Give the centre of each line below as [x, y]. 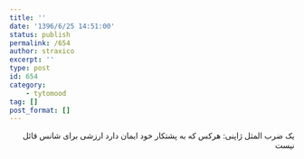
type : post [30, 69]
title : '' [28, 18]
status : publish [40, 34]
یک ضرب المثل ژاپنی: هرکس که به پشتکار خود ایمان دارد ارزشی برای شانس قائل [158, 136]
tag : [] [24, 102]
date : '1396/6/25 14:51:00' [62, 26]
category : [28, 85]
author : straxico [42, 51]
